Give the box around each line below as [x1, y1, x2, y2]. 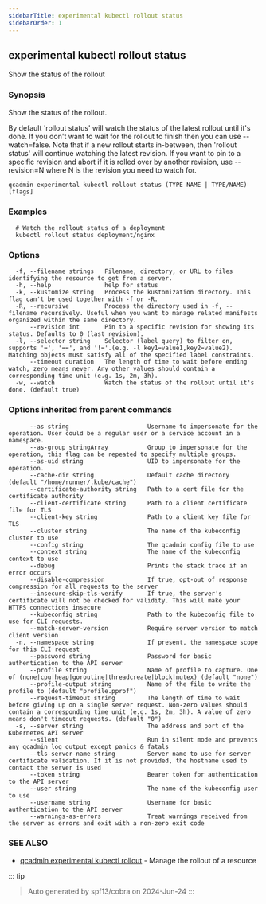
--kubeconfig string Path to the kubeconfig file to [29, 610, 255, 618]
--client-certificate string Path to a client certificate [29, 499, 248, 507]
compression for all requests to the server [8, 583, 158, 590]
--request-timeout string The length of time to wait [29, 694, 241, 702]
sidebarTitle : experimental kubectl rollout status [8, 11, 183, 20]
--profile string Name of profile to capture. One [29, 666, 259, 674]
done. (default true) [8, 386, 80, 394]
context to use [8, 555, 59, 563]
